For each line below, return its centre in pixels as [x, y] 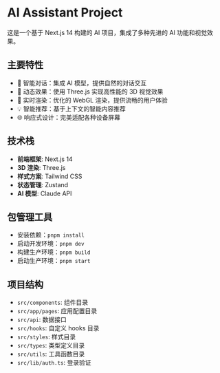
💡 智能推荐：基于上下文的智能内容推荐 [71, 109]
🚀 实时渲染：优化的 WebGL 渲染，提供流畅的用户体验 [92, 100]
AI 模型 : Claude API [44, 193]
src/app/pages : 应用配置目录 [57, 311]
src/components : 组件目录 [53, 302]
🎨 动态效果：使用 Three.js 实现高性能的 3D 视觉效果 [90, 92]
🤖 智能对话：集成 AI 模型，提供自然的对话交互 [82, 83]
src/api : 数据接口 [42, 320]
